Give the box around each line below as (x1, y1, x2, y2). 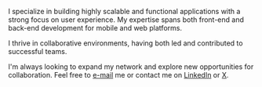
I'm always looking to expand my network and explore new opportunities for (8, 62, 254, 71)
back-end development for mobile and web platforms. (8, 24, 183, 32)
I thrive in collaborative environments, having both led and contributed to (8, 38, 243, 48)
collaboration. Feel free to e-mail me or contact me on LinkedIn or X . (8, 71, 229, 79)
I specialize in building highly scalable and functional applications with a (8, 7, 241, 16)
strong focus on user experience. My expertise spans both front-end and (8, 15, 245, 24)
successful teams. (8, 47, 67, 56)
